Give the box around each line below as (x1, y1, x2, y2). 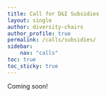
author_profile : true (7, 30, 71, 37)
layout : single (7, 17, 52, 24)
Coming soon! (7, 82, 48, 90)
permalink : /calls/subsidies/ (7, 37, 97, 44)
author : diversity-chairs (7, 23, 83, 30)
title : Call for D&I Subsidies (7, 10, 100, 18)
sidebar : (7, 43, 33, 50)
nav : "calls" (20, 50, 59, 57)
